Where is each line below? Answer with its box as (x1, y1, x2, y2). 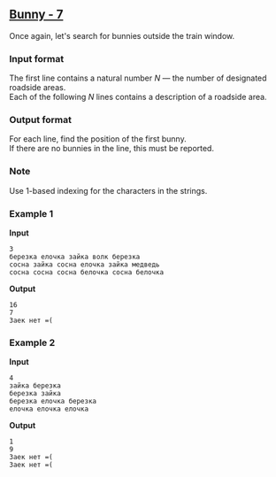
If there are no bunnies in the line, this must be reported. (9, 143, 215, 154)
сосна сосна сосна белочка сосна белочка (9, 268, 165, 277)
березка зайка (9, 389, 62, 398)
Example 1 (9, 207, 54, 219)
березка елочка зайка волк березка (9, 252, 141, 261)
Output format (9, 114, 73, 127)
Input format (9, 52, 65, 65)
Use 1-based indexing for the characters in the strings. (9, 185, 208, 196)
